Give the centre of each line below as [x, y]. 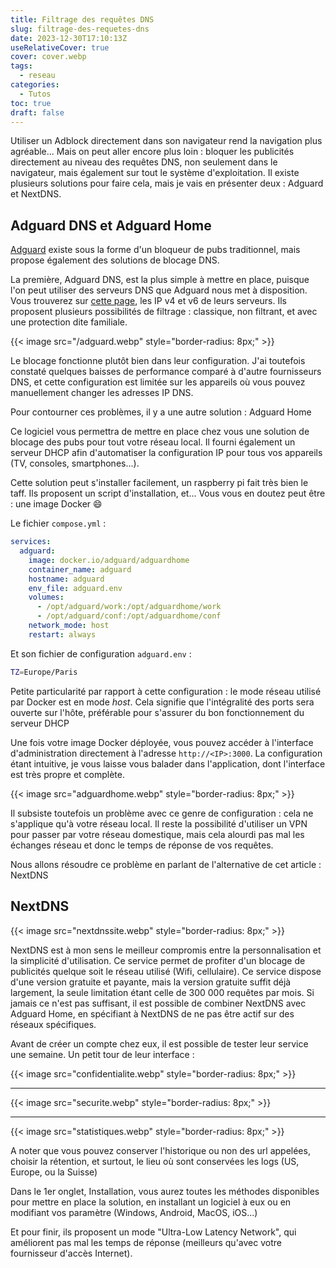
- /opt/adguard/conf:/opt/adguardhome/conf [129, 616]
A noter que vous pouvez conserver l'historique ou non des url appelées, [160, 1150]
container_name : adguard [80, 569]
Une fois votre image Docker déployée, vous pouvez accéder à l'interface [162, 742]
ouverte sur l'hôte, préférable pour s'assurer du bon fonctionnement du [157, 712]
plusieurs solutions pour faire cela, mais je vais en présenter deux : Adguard [167, 183]
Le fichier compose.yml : [58, 523]
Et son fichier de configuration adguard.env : [101, 653]
